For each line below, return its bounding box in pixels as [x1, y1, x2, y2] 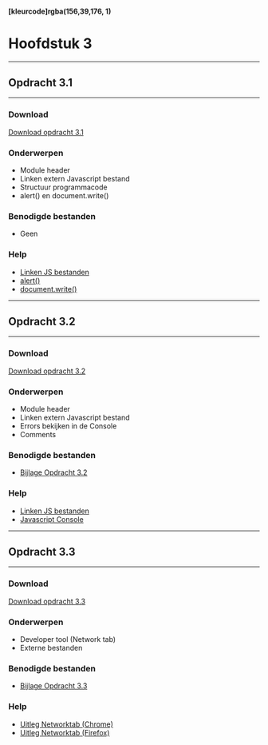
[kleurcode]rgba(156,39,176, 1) [8, 6, 112, 16]
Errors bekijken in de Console [19, 420, 117, 431]
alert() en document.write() [19, 190, 109, 200]
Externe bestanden [19, 643, 83, 652]
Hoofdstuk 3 [8, 34, 93, 52]
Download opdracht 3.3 [8, 596, 86, 606]
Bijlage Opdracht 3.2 [19, 468, 88, 477]
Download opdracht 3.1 [8, 127, 84, 137]
